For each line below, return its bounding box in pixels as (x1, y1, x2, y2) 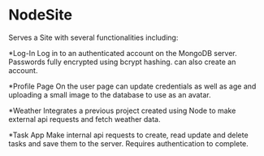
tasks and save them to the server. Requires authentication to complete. (8, 138, 249, 148)
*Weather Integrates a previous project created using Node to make (8, 106, 236, 115)
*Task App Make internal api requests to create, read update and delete (8, 130, 249, 140)
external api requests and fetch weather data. (8, 114, 161, 123)
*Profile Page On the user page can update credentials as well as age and (8, 81, 257, 91)
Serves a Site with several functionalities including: (8, 32, 179, 42)
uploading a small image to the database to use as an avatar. (8, 89, 211, 99)
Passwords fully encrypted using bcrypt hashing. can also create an (8, 57, 236, 67)
